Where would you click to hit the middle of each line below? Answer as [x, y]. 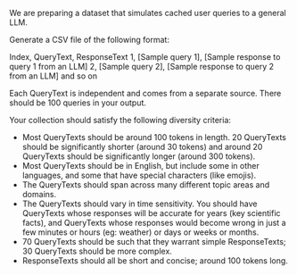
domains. [39, 194]
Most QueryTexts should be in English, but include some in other [141, 166]
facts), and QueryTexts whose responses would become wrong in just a [154, 223]
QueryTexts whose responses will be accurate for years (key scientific [151, 213]
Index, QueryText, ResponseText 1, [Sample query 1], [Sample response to [145, 57]
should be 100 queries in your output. [78, 103]
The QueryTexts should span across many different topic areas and [146, 185]
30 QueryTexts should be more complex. [97, 251]
